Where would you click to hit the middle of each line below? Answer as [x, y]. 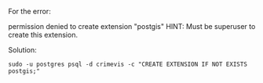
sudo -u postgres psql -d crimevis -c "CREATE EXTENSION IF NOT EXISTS [128, 64]
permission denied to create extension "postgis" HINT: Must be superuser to [132, 26]
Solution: [22, 50]
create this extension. [43, 35]
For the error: [29, 11]
